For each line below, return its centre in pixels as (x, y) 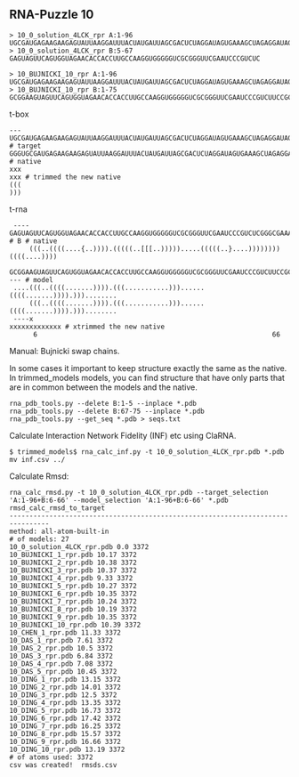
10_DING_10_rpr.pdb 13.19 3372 (67, 749)
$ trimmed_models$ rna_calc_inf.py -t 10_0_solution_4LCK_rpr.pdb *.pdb (147, 452)
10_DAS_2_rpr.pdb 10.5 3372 (61, 648)
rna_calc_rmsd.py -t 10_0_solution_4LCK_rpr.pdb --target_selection (139, 492)
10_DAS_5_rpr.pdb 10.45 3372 (63, 671)
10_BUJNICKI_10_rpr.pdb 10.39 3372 (75, 625)
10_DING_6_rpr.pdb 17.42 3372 (65, 718)
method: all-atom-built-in (59, 531)
